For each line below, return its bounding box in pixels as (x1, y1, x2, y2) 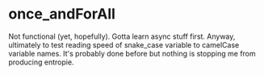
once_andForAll (8, 5, 115, 23)
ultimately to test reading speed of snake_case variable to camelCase (8, 40, 240, 49)
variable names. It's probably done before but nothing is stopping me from (8, 48, 256, 58)
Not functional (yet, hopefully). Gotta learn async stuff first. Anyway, (8, 31, 236, 41)
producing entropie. (8, 57, 74, 67)
